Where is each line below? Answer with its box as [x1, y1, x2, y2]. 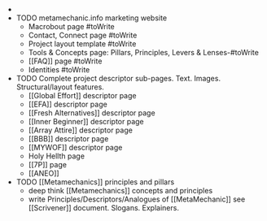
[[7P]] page [28, 160, 68, 169]
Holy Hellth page [28, 151, 85, 161]
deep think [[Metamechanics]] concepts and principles [28, 186, 213, 195]
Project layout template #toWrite [28, 39, 137, 49]
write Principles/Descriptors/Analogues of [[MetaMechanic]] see [28, 194, 246, 204]
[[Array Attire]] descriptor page [28, 125, 133, 135]
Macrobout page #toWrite [28, 22, 116, 31]
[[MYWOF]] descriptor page [28, 143, 123, 152]
